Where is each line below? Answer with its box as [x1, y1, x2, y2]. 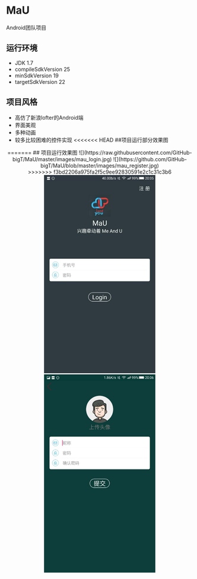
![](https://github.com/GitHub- [113, 155, 187, 162]
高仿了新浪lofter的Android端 [14, 114, 84, 121]
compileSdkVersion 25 [14, 65, 70, 73]
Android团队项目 [6, 24, 46, 31]
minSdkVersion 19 [14, 72, 59, 79]
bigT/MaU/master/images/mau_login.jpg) [12, 155, 112, 162]
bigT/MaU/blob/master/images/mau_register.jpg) [40, 162, 159, 169]
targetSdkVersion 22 [14, 78, 65, 85]
